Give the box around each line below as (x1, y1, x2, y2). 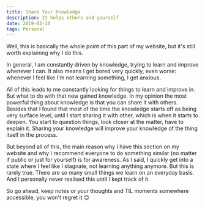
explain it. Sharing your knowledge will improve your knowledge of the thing (6, 125, 198, 132)
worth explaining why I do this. (6, 49, 84, 57)
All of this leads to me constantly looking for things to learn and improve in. (6, 86, 196, 93)
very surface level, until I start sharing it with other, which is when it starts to (6, 112, 199, 119)
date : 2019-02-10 (6, 20, 51, 26)
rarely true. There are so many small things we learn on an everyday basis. (6, 169, 195, 176)
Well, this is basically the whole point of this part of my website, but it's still (6, 43, 196, 50)
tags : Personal (6, 26, 45, 32)
